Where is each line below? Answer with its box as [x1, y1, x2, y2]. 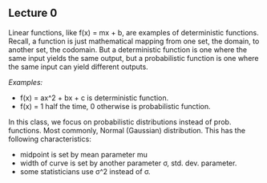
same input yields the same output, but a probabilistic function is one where [8, 53, 259, 63]
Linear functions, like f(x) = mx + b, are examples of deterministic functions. [8, 27, 259, 37]
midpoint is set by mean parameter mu [19, 149, 148, 159]
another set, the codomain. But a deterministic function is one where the [8, 44, 247, 55]
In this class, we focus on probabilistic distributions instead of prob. [8, 116, 232, 127]
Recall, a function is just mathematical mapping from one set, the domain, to [8, 36, 260, 46]
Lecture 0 [8, 6, 58, 20]
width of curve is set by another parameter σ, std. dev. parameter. [19, 158, 237, 168]
